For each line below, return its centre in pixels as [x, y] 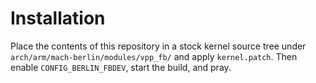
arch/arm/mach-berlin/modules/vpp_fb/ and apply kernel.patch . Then [154, 56]
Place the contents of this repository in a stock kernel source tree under [158, 46]
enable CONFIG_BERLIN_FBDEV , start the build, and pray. [121, 67]
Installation [58, 18]
